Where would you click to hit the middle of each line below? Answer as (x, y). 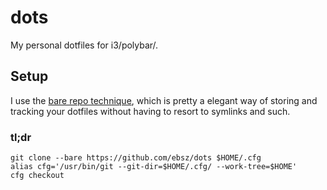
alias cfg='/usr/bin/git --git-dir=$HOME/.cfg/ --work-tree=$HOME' (154, 167)
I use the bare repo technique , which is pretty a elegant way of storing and (164, 100)
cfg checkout (37, 176)
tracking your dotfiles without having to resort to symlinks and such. (150, 111)
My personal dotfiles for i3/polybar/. (84, 45)
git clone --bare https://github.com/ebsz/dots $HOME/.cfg (136, 158)
